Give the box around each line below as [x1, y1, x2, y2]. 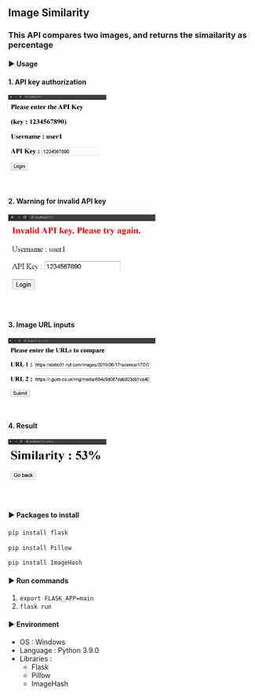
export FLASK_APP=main [19, 595, 94, 603]
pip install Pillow [8, 544, 72, 552]
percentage [8, 39, 53, 50]
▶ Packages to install [8, 510, 80, 520]
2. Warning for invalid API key [8, 196, 107, 206]
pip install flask [8, 529, 68, 537]
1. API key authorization [8, 77, 87, 86]
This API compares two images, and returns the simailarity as [8, 30, 247, 41]
